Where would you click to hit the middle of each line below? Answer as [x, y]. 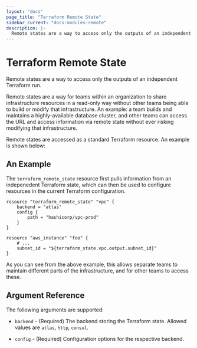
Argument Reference [45, 296]
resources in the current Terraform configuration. [66, 191]
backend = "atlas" [39, 207]
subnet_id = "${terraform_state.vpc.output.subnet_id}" [87, 248]
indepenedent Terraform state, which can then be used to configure [89, 185]
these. [14, 277]
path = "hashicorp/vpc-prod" [63, 217]
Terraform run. [24, 86]
